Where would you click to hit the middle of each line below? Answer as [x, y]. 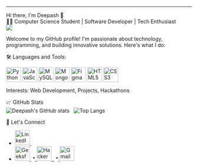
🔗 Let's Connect [26, 122]
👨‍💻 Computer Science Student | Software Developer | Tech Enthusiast [91, 22]
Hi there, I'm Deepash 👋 [35, 15]
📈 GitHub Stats [25, 102]
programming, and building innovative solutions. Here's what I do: [86, 45]
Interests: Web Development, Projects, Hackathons [68, 90]
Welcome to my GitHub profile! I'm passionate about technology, [85, 39]
